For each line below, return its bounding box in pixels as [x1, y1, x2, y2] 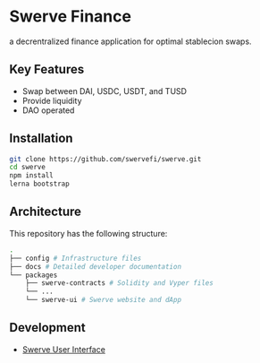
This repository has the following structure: [9, 228, 168, 238]
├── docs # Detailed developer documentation [9, 262, 181, 271]
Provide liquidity [21, 95, 82, 106]
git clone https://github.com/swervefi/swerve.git [9, 154, 202, 163]
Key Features [9, 62, 85, 77]
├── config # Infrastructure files [9, 254, 142, 263]
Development [9, 320, 87, 335]
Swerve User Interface [21, 343, 105, 355]
